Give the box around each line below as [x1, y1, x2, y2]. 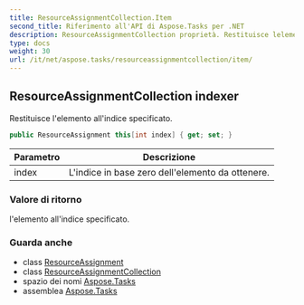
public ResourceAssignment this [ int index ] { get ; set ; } [9, 130, 233, 139]
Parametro [14, 150, 61, 163]
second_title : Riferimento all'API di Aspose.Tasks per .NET [9, 22, 245, 31]
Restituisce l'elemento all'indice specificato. [9, 112, 174, 123]
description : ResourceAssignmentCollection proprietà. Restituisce [9, 30, 270, 39]
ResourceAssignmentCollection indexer [9, 89, 240, 104]
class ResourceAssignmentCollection [22, 266, 161, 277]
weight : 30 [9, 47, 51, 56]
